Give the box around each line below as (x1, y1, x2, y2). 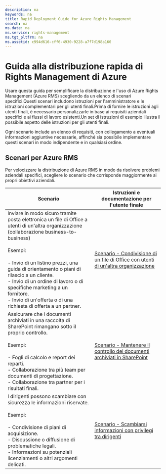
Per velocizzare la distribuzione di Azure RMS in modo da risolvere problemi (5, 167, 160, 173)
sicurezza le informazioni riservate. (7, 399, 89, 406)
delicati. (7, 461, 26, 468)
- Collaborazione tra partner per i (7, 379, 85, 385)
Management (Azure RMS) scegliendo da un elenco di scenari (5, 93, 132, 99)
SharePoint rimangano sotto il (7, 323, 77, 330)
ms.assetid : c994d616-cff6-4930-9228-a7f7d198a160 (5, 40, 112, 45)
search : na (5, 21, 28, 26)
